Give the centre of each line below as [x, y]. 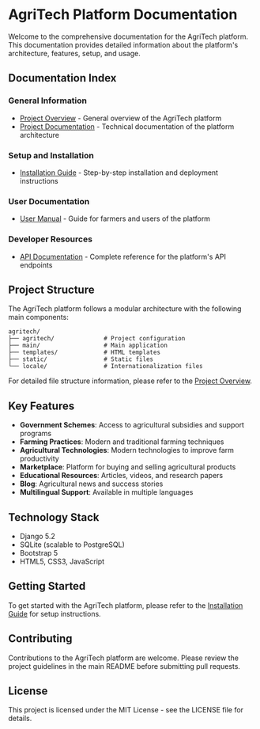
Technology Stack [54, 517]
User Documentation [49, 201]
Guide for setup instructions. [55, 613]
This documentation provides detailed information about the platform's [123, 44]
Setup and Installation [51, 155]
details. [20, 719]
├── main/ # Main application [88, 346]
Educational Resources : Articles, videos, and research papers [121, 476]
